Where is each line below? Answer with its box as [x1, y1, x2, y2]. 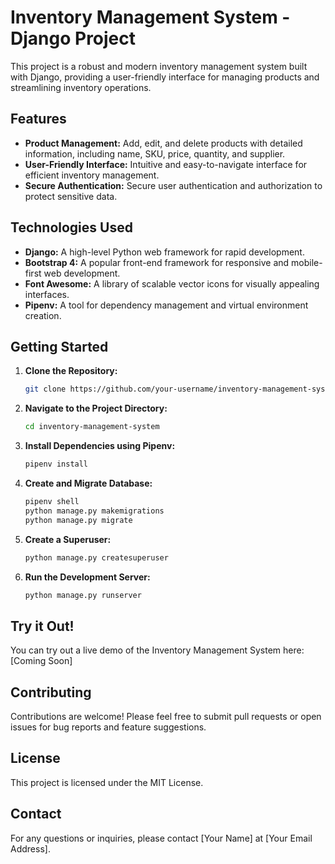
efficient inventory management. [24, 169, 160, 181]
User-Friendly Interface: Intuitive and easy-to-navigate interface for [24, 158, 308, 170]
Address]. [10, 842, 51, 855]
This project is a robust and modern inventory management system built [10, 60, 308, 72]
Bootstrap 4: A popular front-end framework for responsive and [24, 256, 290, 268]
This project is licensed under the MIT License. [10, 776, 204, 788]
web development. [43, 267, 121, 279]
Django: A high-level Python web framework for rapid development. [24, 246, 305, 258]
